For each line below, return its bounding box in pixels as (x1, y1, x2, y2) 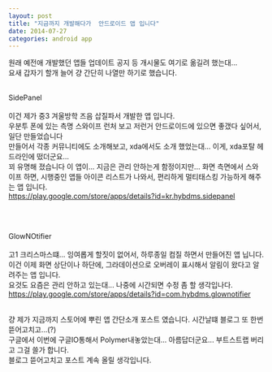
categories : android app (8, 34, 93, 43)
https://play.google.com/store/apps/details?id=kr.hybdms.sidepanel (8, 192, 235, 201)
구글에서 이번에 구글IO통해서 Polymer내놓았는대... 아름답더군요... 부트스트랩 (8, 335, 249, 345)
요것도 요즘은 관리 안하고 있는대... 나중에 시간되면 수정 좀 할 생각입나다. (8, 280, 233, 290)
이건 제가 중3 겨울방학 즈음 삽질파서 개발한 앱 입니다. (8, 111, 175, 121)
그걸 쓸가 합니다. (16, 345, 69, 355)
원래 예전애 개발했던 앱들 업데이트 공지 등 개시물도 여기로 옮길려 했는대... (8, 58, 238, 67)
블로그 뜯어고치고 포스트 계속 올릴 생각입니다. (8, 355, 152, 366)
